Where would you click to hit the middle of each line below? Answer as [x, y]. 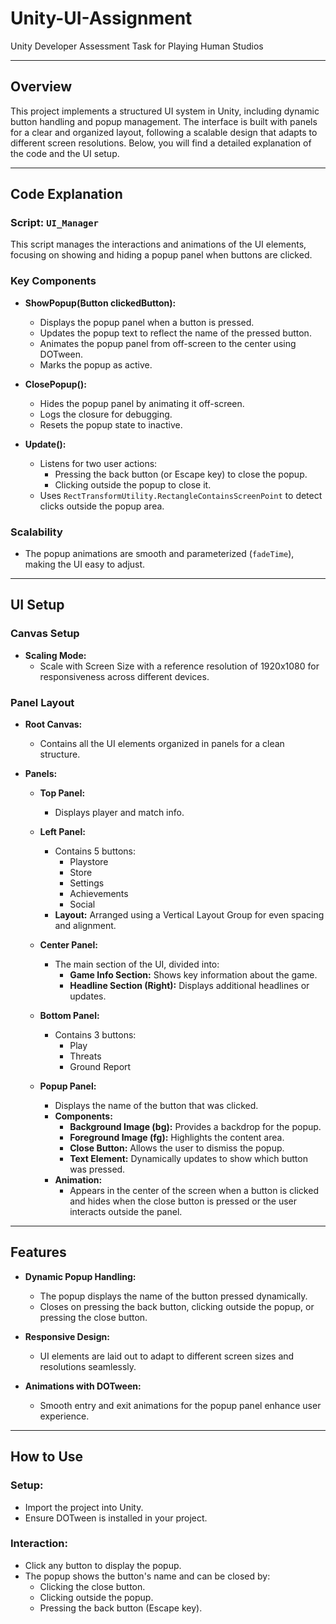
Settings [87, 883]
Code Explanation [66, 194]
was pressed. [97, 1169]
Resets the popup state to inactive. [111, 424]
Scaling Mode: [55, 655]
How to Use [47, 1457]
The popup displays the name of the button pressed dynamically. [173, 1296]
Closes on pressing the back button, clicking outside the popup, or [177, 1306]
